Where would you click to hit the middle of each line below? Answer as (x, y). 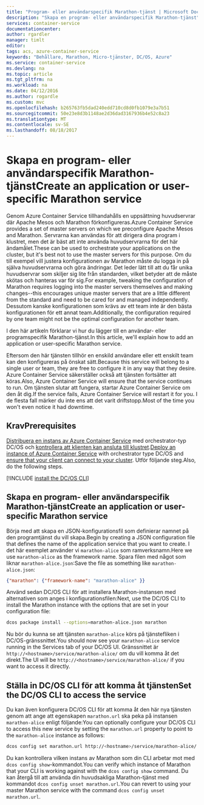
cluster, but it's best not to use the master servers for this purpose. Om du (99, 254)
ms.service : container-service (46, 62)
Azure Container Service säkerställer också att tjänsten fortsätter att (91, 374)
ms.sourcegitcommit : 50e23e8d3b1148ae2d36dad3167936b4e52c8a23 (88, 113)
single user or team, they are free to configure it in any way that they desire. (101, 368)
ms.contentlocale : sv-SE (38, 125)
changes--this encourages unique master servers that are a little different (98, 293)
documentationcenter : (34, 29)
